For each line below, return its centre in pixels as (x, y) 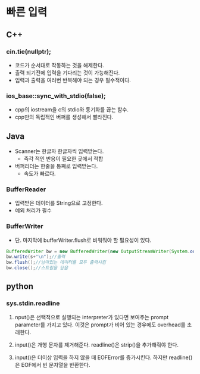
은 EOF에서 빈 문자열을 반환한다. (52, 364)
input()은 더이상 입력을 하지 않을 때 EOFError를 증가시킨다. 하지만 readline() (104, 357)
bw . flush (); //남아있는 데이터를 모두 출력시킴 (56, 263)
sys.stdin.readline (33, 303)
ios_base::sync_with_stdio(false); (56, 96)
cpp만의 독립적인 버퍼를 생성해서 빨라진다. (64, 117)
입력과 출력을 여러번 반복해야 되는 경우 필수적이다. (73, 80)
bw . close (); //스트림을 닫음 (37, 268)
